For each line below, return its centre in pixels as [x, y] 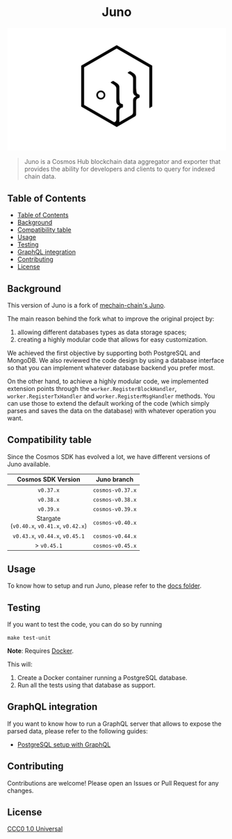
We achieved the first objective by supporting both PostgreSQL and [104, 353]
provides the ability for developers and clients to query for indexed [119, 169]
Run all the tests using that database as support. [86, 685]
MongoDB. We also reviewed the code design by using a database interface [116, 360]
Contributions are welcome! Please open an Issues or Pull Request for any [113, 783]
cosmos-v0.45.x [115, 546]
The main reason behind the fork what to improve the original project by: [111, 319]
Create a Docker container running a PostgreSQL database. [102, 678]
